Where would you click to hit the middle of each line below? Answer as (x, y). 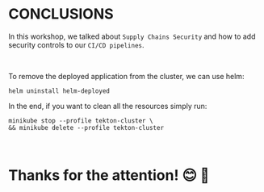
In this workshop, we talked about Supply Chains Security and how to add (132, 36)
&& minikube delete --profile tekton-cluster (86, 127)
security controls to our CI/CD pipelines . (76, 44)
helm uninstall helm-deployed (59, 91)
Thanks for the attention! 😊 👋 (109, 175)
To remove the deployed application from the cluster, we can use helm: (126, 76)
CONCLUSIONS (61, 14)
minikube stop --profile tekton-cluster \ (81, 121)
